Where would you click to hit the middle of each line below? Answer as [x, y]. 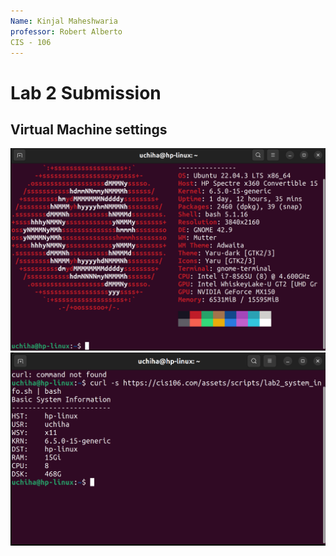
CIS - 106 [31, 42]
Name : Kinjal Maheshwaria [64, 21]
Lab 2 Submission [86, 92]
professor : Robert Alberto [66, 31]
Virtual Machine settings [89, 129]
